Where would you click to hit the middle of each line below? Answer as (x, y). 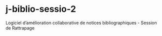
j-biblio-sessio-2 (41, 9)
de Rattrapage (20, 28)
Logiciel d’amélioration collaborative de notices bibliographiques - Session (81, 23)
